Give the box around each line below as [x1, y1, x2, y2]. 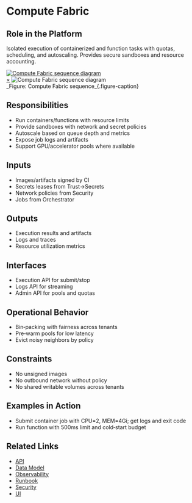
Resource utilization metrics [15, 242, 85, 250]
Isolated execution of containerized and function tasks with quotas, [6, 45, 176, 52]
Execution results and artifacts [15, 230, 92, 237]
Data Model [15, 464, 44, 471]
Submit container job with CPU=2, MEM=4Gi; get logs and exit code [15, 417, 187, 424]
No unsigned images [15, 370, 68, 377]
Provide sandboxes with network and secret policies [15, 123, 147, 130]
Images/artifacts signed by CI [15, 176, 90, 184]
